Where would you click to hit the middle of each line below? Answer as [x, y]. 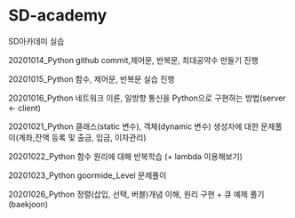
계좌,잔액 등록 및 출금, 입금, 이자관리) [83, 137]
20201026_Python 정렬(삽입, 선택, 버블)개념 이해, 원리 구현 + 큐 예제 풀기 [136, 194]
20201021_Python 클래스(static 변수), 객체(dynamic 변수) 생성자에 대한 [134, 126]
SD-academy [58, 16]
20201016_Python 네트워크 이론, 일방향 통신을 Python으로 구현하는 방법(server [147, 98]
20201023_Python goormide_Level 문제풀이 [88, 175]
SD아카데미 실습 [36, 41]
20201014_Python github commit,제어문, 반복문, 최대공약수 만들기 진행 [133, 60]
